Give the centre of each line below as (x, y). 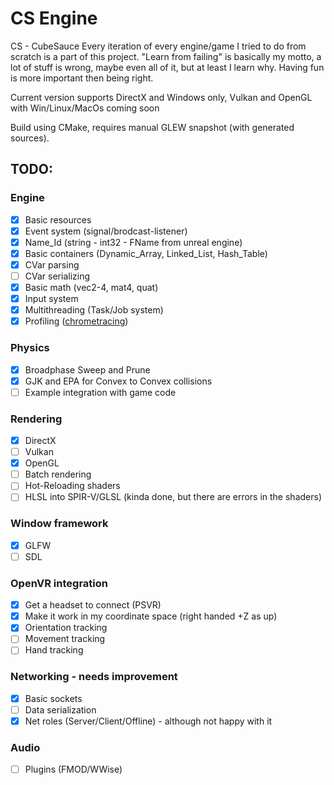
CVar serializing (57, 276)
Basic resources (58, 219)
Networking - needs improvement (94, 677)
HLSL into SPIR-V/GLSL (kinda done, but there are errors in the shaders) (173, 497)
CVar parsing (52, 264)
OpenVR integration (59, 583)
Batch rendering (58, 474)
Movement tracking (65, 639)
